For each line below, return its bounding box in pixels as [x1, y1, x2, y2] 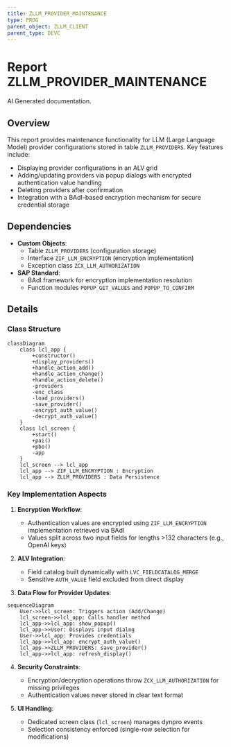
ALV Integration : [17, 554, 66, 563]
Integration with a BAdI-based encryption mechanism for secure [17, 194, 201, 201]
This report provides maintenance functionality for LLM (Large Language [7, 136, 215, 144]
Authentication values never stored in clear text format [27, 691, 184, 699]
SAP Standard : [17, 268, 60, 277]
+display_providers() [32, 358, 95, 365]
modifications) [27, 732, 69, 741]
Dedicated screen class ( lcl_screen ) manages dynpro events [27, 717, 203, 725]
